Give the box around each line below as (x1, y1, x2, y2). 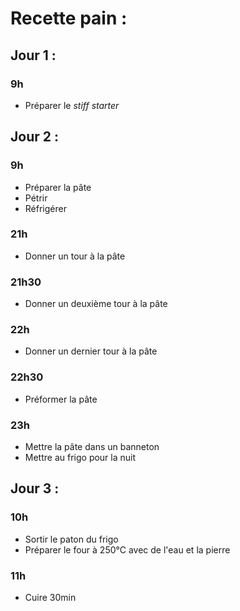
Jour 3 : (10, 480, 60, 497)
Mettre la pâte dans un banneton (24, 441, 160, 453)
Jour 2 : (10, 128, 59, 146)
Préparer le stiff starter (24, 99, 120, 111)
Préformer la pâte (24, 393, 98, 405)
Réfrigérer (24, 202, 67, 214)
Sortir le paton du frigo (24, 533, 119, 545)
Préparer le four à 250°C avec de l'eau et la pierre (24, 543, 231, 556)
